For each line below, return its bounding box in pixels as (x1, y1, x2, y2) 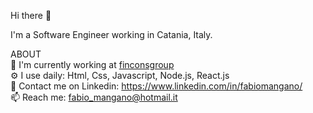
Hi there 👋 (10, 10, 52, 21)
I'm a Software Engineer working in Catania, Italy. (10, 29, 213, 40)
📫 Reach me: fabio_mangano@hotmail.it (10, 91, 178, 103)
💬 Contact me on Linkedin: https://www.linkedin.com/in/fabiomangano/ (10, 80, 303, 92)
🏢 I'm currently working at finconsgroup (10, 59, 175, 70)
